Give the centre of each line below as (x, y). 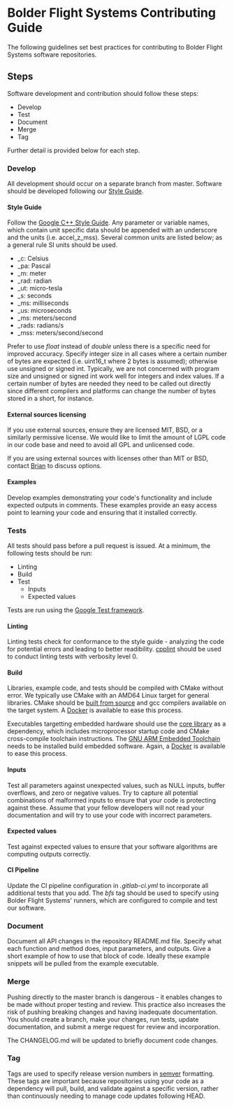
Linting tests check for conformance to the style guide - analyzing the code (116, 642)
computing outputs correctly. (49, 854)
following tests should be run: (50, 553)
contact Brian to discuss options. (54, 466)
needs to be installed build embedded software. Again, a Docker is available (116, 746)
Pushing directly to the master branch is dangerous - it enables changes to (115, 997)
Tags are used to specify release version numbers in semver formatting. (111, 1073)
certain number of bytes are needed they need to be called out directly (109, 383)
